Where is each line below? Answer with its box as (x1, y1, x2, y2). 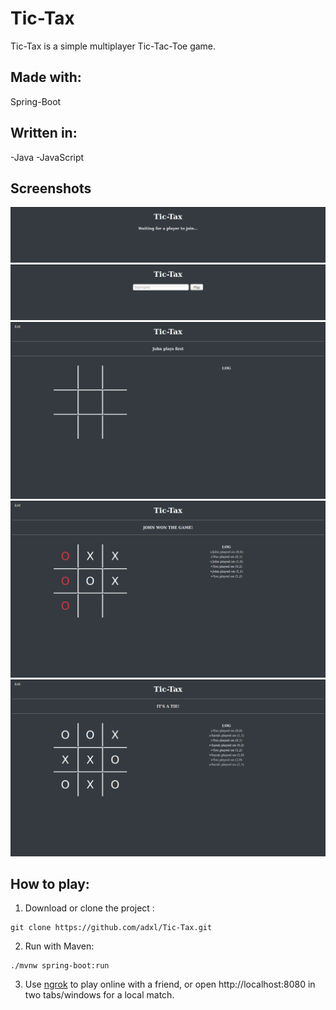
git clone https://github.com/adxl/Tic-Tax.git (10, 923, 213, 933)
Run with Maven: (24, 940, 95, 952)
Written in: (10, 125, 78, 142)
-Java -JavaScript (10, 151, 85, 163)
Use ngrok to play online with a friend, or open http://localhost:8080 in (24, 978, 316, 991)
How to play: (10, 875, 90, 892)
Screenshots (10, 180, 92, 197)
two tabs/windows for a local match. (24, 989, 175, 1001)
